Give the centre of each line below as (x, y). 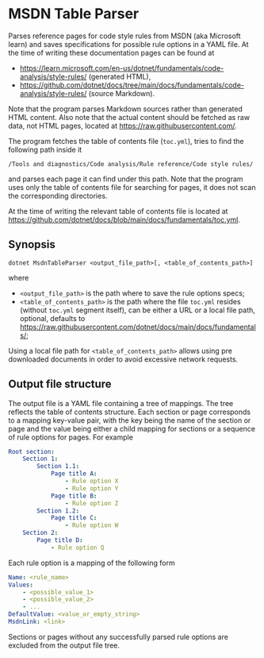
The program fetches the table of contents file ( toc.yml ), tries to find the (126, 141)
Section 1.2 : (58, 511)
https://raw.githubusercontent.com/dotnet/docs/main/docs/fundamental (138, 327)
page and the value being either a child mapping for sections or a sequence (132, 428)
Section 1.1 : (58, 466)
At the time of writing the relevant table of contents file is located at (118, 211)
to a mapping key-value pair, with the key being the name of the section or (130, 420)
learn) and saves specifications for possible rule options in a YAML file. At (128, 44)
